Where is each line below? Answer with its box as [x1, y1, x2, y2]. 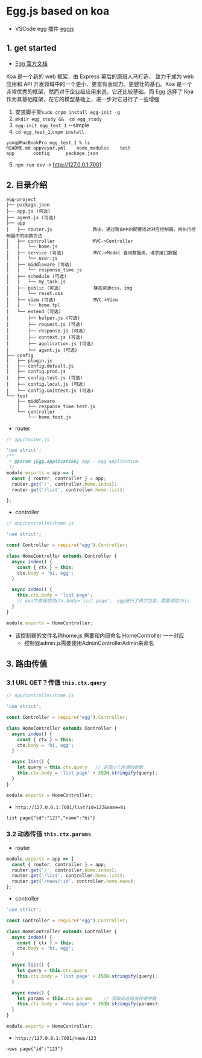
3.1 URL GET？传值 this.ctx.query [6, 678, 107, 687]
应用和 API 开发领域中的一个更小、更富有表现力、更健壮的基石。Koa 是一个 [6, 80, 193, 87]
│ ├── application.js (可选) [6, 340, 94, 346]
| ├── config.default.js [6, 363, 74, 369]
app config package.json [6, 150, 98, 156]
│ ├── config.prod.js [6, 368, 66, 374]
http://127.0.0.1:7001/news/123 [14, 1035, 96, 1041]
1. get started [6, 43, 57, 53]
